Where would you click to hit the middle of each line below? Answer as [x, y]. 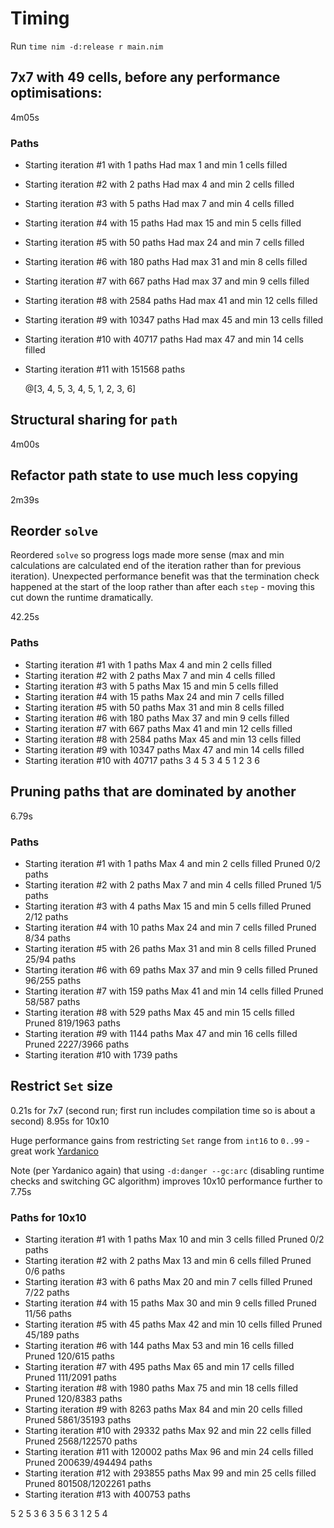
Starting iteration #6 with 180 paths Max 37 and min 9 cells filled [157, 718]
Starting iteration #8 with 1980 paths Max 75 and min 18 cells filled [161, 1388]
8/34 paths [47, 938]
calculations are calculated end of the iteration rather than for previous [156, 566]
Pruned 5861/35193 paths [78, 1420]
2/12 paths [46, 916]
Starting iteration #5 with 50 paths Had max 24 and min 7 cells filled [164, 243]
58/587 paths [52, 1001]
